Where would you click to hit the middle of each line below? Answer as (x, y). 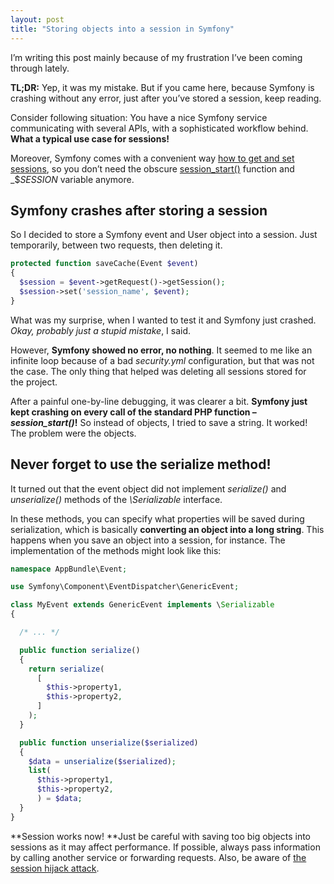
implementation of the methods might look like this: (116, 550)
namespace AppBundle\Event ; (69, 569)
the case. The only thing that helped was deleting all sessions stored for (158, 371)
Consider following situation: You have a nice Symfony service (139, 117)
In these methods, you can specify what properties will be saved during (157, 518)
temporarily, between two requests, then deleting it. (116, 245)
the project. (34, 382)
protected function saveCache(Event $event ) (104, 264)
